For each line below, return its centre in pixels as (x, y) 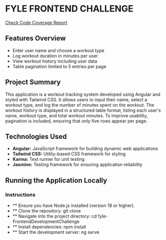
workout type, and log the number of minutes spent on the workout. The (80, 105)
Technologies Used (36, 137)
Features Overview (36, 38)
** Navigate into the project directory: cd (54, 216)
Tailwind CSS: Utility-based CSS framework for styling (69, 154)
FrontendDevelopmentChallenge (46, 221)
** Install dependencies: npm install (49, 227)
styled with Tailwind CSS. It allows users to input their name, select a (76, 99)
